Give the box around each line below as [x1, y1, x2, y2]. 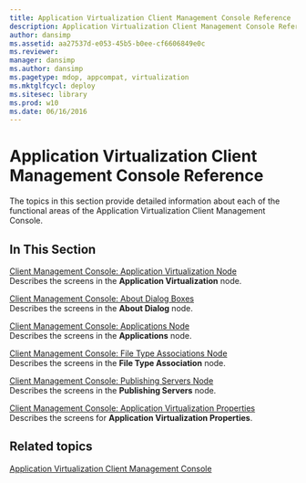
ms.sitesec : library [9, 89, 88, 99]
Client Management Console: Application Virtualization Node [9, 266, 237, 277]
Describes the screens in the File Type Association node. [9, 358, 226, 368]
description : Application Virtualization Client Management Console [9, 22, 275, 31]
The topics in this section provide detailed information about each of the [9, 195, 280, 206]
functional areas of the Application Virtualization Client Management [9, 205, 266, 216]
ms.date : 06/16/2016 [9, 107, 88, 116]
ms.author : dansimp [9, 65, 84, 74]
